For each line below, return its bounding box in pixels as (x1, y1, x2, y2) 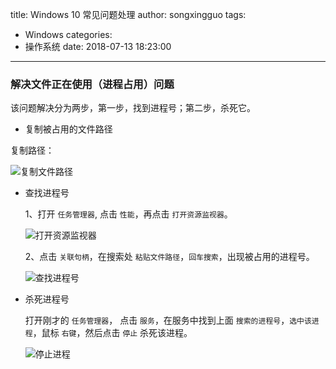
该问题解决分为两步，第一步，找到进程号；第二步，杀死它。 (10, 102, 256, 114)
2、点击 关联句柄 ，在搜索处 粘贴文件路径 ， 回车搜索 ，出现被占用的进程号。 (24, 251, 315, 263)
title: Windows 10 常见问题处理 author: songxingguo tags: (10, 9, 247, 20)
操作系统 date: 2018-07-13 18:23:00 (24, 41, 172, 52)
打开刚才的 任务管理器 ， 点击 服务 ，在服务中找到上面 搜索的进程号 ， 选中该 (24, 314, 312, 327)
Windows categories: (24, 29, 113, 40)
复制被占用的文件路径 (24, 123, 113, 135)
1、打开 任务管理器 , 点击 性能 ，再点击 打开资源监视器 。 (24, 208, 233, 220)
